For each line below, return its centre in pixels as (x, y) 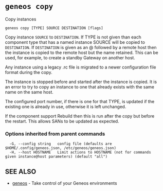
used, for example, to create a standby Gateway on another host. (70, 57)
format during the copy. (29, 72)
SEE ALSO (21, 171)
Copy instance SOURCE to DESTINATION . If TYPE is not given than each (73, 37)
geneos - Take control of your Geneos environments (64, 183)
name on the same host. (29, 92)
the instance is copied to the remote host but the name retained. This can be (82, 52)
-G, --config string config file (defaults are (61, 144)
